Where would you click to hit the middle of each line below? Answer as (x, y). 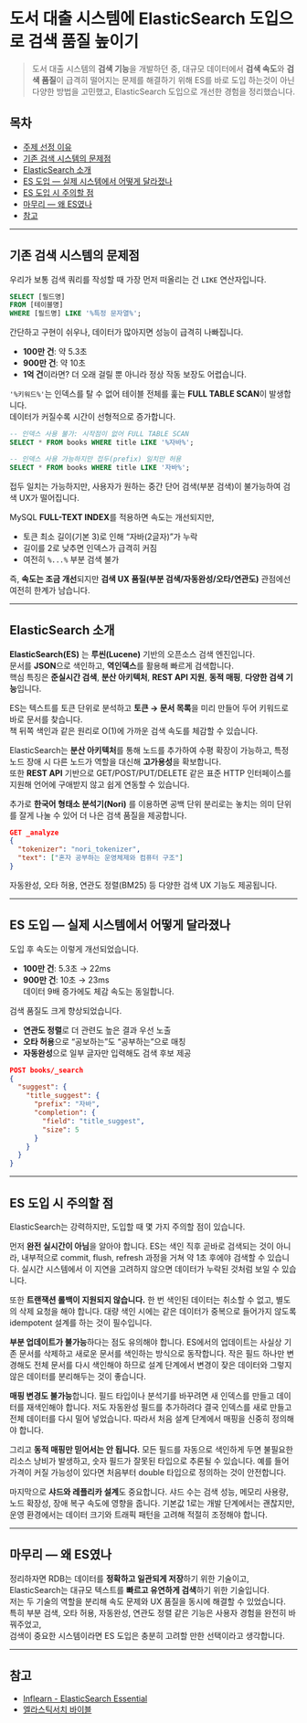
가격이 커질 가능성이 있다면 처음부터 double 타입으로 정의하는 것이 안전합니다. (148, 1472)
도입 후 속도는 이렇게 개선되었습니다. (74, 949)
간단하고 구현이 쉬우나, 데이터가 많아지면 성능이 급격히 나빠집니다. (127, 332)
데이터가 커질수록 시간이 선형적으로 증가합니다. (93, 417)
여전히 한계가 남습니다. (50, 590)
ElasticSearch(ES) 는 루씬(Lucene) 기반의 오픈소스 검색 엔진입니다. (132, 654)
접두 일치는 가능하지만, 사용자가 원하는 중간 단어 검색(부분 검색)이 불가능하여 (145, 486)
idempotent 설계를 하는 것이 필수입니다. (81, 1323)
